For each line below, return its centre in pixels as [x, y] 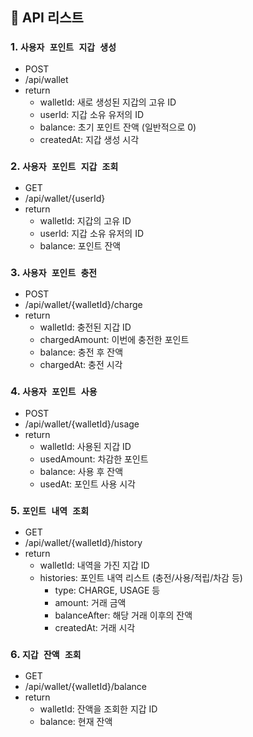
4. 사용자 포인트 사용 [54, 391]
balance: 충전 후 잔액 [81, 352]
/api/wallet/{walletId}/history [83, 542]
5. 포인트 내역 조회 [49, 510]
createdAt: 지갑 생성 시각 [89, 139]
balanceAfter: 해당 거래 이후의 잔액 [123, 615]
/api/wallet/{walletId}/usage [82, 424]
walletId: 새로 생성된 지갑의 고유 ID [108, 102]
